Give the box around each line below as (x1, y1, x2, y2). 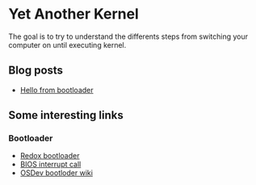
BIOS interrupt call (19, 159, 82, 170)
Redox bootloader (19, 151, 80, 161)
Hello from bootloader (19, 85, 94, 95)
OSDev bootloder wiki (19, 168, 93, 178)
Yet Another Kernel (8, 5, 139, 23)
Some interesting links (8, 108, 124, 122)
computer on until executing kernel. (8, 40, 127, 49)
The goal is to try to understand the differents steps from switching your (8, 32, 249, 41)
